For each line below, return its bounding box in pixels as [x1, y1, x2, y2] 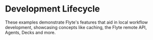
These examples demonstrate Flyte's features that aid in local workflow [5, 19, 148, 25]
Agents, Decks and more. [5, 29, 56, 35]
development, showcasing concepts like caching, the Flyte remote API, [5, 24, 147, 30]
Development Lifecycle [5, 3, 101, 14]
